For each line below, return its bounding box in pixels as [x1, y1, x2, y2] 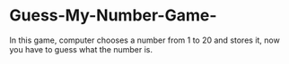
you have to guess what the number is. [9, 44, 153, 54]
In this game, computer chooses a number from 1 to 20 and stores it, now [9, 35, 280, 45]
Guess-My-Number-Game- [9, 5, 217, 26]
